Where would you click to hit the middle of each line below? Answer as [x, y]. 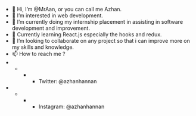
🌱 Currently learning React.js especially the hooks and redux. [87, 35]
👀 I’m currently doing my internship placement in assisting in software [97, 22]
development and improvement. [51, 28]
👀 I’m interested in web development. [57, 15]
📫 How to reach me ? [38, 54]
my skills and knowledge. [43, 47]
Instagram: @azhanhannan [71, 106]
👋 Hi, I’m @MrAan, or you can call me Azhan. [67, 9]
